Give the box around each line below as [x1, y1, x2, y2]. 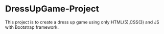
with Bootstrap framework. [5, 24, 59, 30]
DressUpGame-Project [5, 3, 99, 14]
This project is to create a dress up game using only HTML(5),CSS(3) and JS [5, 19, 160, 25]
